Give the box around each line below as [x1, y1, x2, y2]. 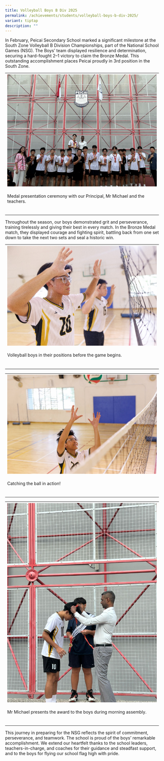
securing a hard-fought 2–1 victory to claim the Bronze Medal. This [5, 53, 139, 59]
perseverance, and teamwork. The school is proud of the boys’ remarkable [5, 735, 156, 741]
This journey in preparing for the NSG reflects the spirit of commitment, [5, 730, 149, 736]
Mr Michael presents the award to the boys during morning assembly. [7, 709, 147, 715]
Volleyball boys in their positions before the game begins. [7, 352, 122, 358]
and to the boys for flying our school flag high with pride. [5, 751, 120, 757]
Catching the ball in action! [7, 480, 61, 486]
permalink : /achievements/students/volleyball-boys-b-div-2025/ [5, 13, 139, 18]
